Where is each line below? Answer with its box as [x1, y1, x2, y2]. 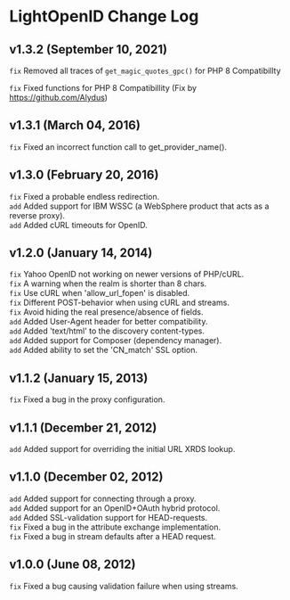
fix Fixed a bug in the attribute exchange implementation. [9, 522, 221, 532]
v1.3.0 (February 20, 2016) [9, 168, 159, 183]
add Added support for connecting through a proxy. [9, 493, 197, 504]
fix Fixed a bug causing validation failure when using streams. [9, 580, 238, 591]
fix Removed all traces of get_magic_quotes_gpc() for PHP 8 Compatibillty [9, 65, 282, 76]
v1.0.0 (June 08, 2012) [9, 557, 136, 572]
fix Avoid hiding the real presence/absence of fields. [9, 307, 204, 317]
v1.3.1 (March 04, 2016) [9, 118, 141, 133]
